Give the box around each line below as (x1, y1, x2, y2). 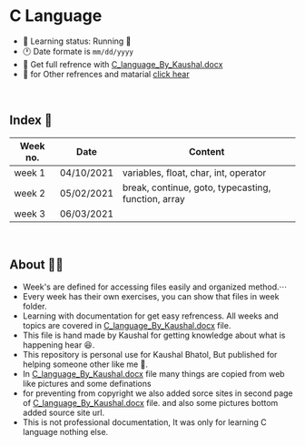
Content (189, 145, 225, 157)
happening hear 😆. (22, 339, 95, 350)
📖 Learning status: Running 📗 (22, 35, 132, 46)
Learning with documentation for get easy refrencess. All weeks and (22, 310, 279, 321)
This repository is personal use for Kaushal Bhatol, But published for (22, 349, 278, 360)
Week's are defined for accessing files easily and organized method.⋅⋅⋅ (22, 281, 288, 292)
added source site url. (22, 407, 105, 418)
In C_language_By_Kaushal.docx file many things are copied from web (22, 368, 285, 379)
